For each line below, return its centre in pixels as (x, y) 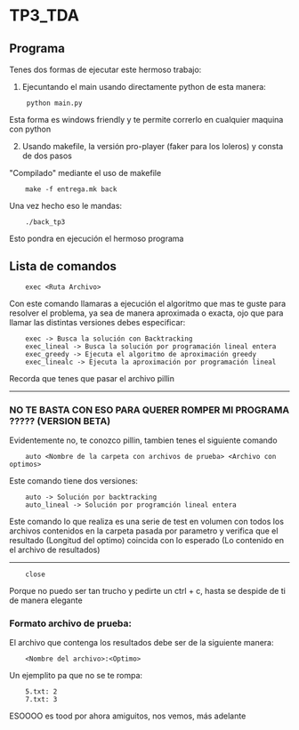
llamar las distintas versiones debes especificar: (97, 322)
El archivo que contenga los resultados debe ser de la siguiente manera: (141, 643)
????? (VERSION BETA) (60, 421)
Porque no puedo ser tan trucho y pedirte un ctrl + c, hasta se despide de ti (148, 591)
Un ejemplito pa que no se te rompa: (76, 676)
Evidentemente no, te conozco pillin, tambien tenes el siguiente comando (143, 440)
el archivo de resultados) (55, 550)
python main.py (54, 103)
